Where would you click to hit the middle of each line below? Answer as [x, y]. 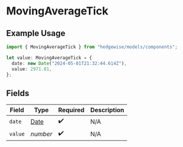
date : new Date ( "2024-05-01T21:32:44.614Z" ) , [69, 63]
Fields [18, 93]
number [41, 134]
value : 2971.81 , [32, 69]
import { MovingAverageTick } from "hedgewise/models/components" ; [92, 47]
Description [107, 110]
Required [71, 110]
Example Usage [36, 33]
